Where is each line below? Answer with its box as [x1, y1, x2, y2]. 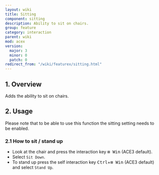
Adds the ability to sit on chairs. [5, 93, 69, 99]
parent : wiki [5, 35, 32, 40]
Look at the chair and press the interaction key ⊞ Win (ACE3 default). [12, 149, 153, 155]
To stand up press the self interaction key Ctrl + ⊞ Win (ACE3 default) [12, 159, 155, 165]
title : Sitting [5, 12, 36, 17]
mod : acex [5, 39, 26, 44]
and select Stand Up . [12, 165, 54, 171]
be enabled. [5, 125, 29, 131]
